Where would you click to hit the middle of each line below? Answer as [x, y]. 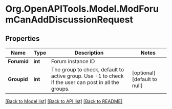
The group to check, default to [88, 70]
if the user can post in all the [85, 82]
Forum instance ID [73, 61]
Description [89, 53]
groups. [60, 89]
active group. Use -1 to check [87, 76]
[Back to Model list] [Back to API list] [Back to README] [64, 101]
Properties [23, 38]
